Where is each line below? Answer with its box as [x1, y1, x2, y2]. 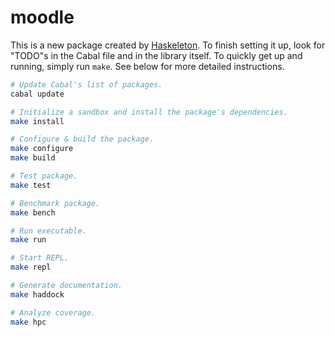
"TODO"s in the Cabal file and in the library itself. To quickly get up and [10, 49, 303, 61]
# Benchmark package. [10, 198, 101, 208]
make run [10, 235, 47, 245]
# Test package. [10, 171, 78, 181]
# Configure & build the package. [10, 134, 155, 145]
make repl [10, 262, 52, 273]
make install [10, 116, 65, 126]
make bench [10, 207, 56, 218]
